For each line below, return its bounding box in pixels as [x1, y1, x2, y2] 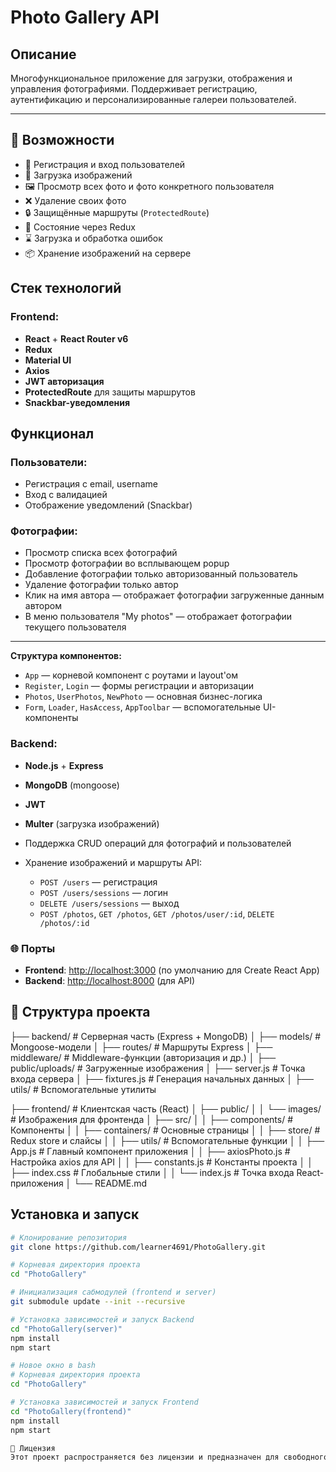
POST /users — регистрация [39, 876, 158, 888]
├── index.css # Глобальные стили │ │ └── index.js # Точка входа [10, 1166, 295, 1178]
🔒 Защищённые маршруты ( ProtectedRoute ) [24, 206, 210, 218]
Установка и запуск [10, 1206, 140, 1223]
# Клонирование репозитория [10, 1232, 128, 1243]
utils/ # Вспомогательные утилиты [10, 1083, 157, 1095]
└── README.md [73, 1177, 148, 1189]
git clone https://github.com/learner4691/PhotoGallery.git [10, 1242, 267, 1252]
